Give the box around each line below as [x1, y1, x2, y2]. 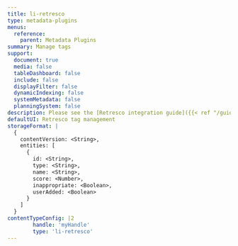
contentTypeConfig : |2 [7, 215, 74, 222]
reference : [13, 30, 46, 38]
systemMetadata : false [13, 96, 81, 104]
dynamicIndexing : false [13, 89, 84, 96]
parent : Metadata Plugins [20, 37, 97, 44]
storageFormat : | [7, 122, 59, 130]
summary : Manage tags [7, 43, 72, 50]
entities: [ [20, 142, 55, 150]
